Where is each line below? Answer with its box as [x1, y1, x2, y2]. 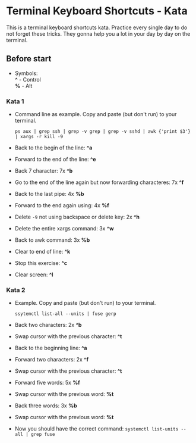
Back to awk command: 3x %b [14, 236, 90, 244]
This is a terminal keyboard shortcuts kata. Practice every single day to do [6, 24, 188, 31]
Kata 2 [6, 286, 26, 294]
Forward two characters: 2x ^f [14, 356, 89, 363]
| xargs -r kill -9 [14, 134, 64, 140]
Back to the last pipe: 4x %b [14, 191, 84, 198]
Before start [6, 54, 52, 64]
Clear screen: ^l [14, 271, 53, 278]
